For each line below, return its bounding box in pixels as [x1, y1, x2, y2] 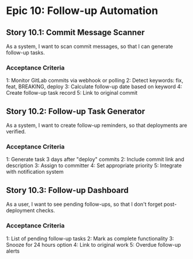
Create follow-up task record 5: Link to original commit [6, 89, 138, 96]
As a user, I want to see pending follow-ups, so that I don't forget [6, 201, 163, 208]
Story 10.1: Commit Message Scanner [6, 27, 145, 37]
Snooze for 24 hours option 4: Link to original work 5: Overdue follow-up [6, 241, 181, 248]
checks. [36, 207, 56, 214]
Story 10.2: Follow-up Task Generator [6, 106, 145, 116]
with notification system [6, 168, 64, 175]
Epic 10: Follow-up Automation [6, 4, 158, 18]
